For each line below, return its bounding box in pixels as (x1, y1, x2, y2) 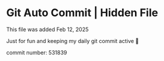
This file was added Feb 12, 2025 (6, 26, 89, 33)
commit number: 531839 (6, 48, 68, 56)
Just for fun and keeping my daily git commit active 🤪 (6, 37, 139, 44)
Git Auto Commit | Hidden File (6, 6, 159, 20)
